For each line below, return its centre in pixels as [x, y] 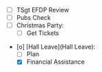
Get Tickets [43, 33]
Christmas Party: [40, 25]
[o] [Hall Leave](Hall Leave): [56, 47]
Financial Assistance [55, 62]
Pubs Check [34, 18]
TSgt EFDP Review [42, 10]
